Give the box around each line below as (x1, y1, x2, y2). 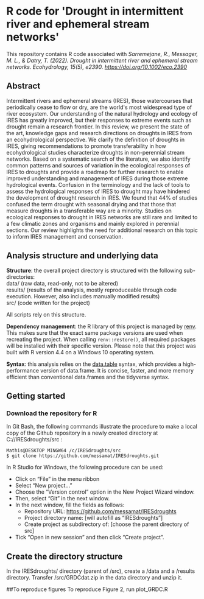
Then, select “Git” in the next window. (15, 495, 110, 502)
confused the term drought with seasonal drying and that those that (6, 200, 177, 208)
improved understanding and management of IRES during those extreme (6, 175, 188, 182)
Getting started (6, 391, 66, 401)
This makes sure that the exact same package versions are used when (6, 329, 183, 336)
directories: (6, 273, 35, 281)
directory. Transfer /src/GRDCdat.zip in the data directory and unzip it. (6, 574, 183, 581)
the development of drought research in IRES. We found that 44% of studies (6, 194, 198, 201)
